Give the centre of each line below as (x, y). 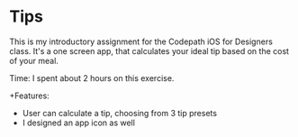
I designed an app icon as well (78, 123)
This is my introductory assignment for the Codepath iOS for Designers (141, 41)
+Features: (29, 96)
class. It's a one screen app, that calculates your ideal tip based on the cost (149, 50)
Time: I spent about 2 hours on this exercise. (92, 78)
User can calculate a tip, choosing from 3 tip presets (120, 113)
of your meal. (34, 60)
